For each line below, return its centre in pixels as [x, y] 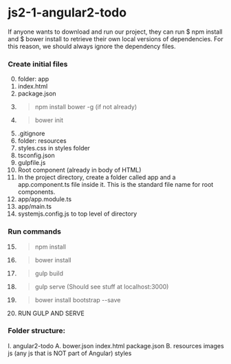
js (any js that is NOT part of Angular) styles [70, 353]
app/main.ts [35, 207]
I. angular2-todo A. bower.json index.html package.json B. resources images [116, 345]
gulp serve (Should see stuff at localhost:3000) [102, 286]
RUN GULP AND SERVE [51, 313]
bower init [49, 120]
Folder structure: [37, 331]
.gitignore [31, 134]
